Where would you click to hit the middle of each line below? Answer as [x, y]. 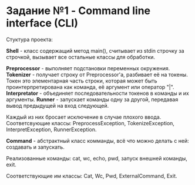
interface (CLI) [42, 23]
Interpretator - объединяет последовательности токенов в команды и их [97, 93]
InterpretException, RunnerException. [51, 129]
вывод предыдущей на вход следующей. [58, 105]
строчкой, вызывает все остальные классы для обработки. [81, 57]
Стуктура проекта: [29, 39]
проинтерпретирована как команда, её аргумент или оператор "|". [90, 87]
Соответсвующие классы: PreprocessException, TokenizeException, [90, 123]
